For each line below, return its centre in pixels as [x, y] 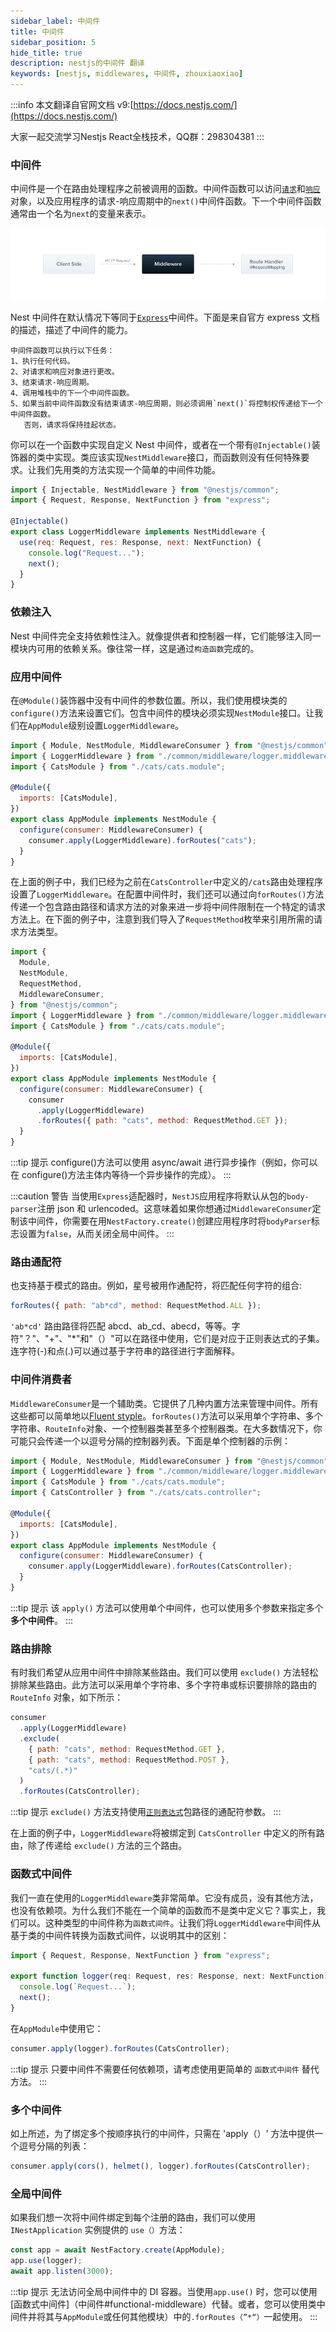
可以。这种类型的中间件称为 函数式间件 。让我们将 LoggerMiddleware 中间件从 [170, 1922]
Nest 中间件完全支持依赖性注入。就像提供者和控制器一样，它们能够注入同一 [166, 636]
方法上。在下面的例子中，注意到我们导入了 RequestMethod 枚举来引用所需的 [162, 919]
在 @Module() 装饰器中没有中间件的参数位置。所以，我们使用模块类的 [149, 700]
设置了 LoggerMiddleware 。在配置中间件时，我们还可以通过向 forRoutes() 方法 [167, 894]
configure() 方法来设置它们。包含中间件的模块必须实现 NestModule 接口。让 [162, 712]
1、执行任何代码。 [42, 361]
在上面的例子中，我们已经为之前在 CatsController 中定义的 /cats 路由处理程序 [167, 882]
